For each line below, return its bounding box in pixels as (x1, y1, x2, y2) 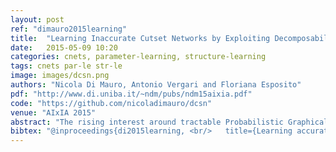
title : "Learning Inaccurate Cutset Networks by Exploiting (10, 33, 271, 43)
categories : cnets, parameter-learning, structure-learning (10, 52, 267, 62)
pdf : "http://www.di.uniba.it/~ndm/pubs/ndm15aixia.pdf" (10, 89, 253, 99)
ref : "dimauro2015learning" (10, 24, 128, 34)
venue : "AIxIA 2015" (10, 107, 97, 118)
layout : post (10, 14, 65, 25)
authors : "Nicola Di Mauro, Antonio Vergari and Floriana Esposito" (10, 80, 302, 90)
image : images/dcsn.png (10, 71, 110, 81)
